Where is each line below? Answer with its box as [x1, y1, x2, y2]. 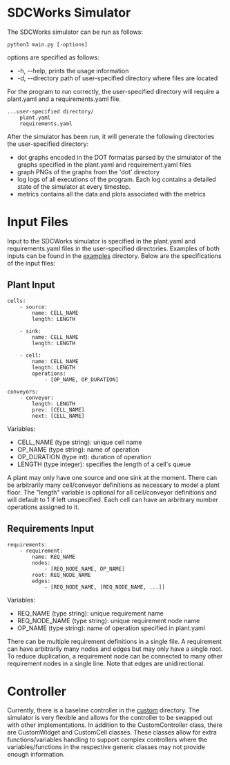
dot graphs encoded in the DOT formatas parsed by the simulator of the [17, 153, 222, 161]
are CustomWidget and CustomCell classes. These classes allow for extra [7, 728, 218, 737]
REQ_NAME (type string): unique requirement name [17, 609, 164, 617]
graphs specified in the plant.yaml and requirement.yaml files [17, 160, 192, 169]
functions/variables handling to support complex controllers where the [7, 735, 208, 744]
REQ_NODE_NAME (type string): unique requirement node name [17, 616, 200, 625]
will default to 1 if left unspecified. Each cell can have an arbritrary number [7, 495, 219, 504]
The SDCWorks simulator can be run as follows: [7, 28, 144, 36]
